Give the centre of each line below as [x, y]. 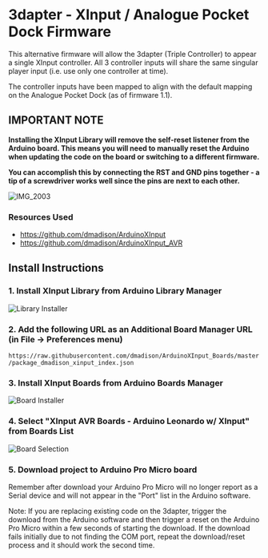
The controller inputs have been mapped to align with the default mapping [130, 87]
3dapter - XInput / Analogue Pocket [129, 15]
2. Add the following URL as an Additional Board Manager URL [131, 329]
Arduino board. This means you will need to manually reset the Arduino [129, 148]
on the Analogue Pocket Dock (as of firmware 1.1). [90, 95]
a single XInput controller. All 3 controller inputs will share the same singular [133, 63]
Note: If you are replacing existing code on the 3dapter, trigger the [118, 511]
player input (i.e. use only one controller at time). [88, 71]
